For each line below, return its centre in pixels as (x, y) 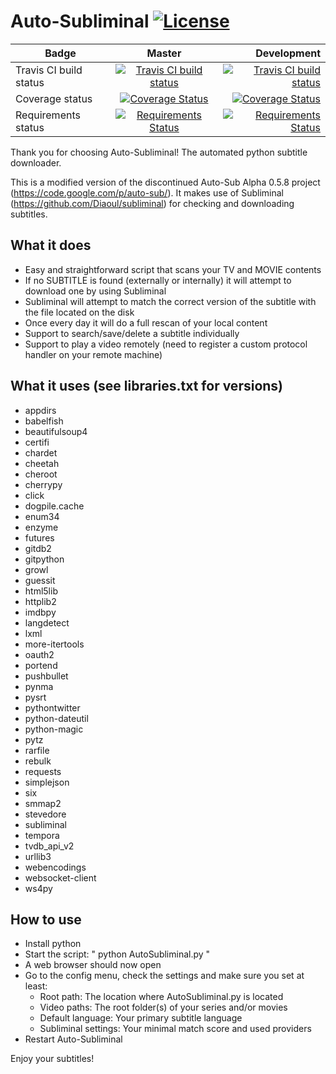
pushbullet (46, 676)
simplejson (47, 782)
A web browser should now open (93, 965)
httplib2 (40, 601)
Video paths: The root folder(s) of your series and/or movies (163, 1007)
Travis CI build (49, 70)
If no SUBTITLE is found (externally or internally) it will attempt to (158, 280)
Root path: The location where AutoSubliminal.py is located (161, 997)
